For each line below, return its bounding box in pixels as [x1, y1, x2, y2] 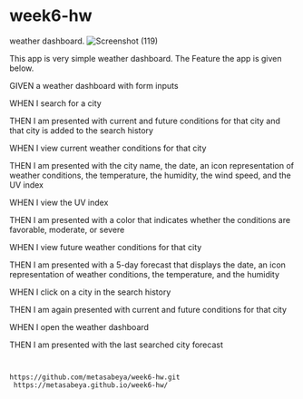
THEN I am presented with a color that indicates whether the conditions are [9, 214, 291, 225]
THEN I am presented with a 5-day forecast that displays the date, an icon [9, 259, 286, 270]
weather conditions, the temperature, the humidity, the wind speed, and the [9, 170, 292, 180]
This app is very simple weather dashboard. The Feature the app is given [9, 53, 282, 63]
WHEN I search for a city [9, 97, 102, 109]
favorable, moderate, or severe [9, 224, 125, 235]
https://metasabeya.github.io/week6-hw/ [13, 380, 169, 390]
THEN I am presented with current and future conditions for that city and [9, 115, 281, 126]
